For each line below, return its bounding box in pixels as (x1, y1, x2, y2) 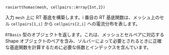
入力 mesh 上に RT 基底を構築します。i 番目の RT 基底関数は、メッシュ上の (5, 14, 160, 20)
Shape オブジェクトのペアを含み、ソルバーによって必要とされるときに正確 (5, 38, 162, 44)
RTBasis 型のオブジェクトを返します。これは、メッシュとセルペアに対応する (5, 32, 164, 38)
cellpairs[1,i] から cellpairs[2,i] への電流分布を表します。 (11, 21, 141, 26)
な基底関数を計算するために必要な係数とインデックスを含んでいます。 (5, 44, 151, 50)
